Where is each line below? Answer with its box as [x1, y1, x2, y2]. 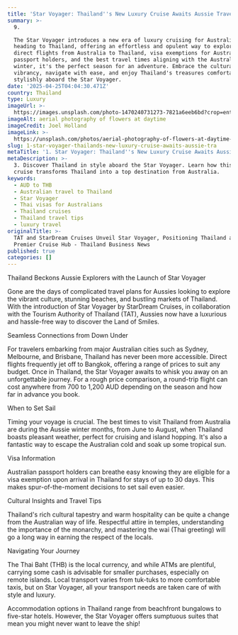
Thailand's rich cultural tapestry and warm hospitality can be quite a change [7, 510, 230, 519]
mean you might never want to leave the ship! [7, 619, 140, 628]
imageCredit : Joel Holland [7, 122, 87, 129]
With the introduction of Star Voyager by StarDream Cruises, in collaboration [7, 302, 230, 311]
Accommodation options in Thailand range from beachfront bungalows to [7, 604, 222, 613]
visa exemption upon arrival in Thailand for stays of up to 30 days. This [7, 475, 215, 484]
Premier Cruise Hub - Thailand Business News [13, 241, 151, 248]
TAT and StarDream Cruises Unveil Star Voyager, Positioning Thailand [13, 234, 227, 241]
